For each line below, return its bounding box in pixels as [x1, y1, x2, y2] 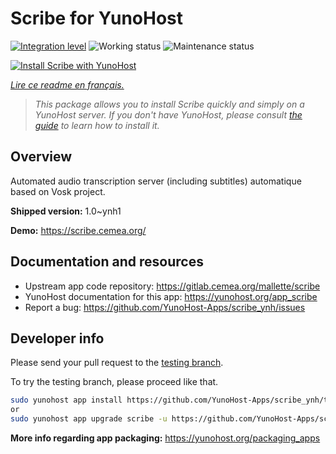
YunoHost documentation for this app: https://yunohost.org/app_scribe [24, 290, 318, 302]
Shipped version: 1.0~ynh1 [10, 205, 122, 217]
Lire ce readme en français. [10, 78, 125, 91]
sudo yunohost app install [10, 395, 123, 406]
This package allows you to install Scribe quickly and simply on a [34, 98, 305, 110]
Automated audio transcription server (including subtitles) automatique [10, 175, 302, 187]
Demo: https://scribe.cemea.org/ [10, 224, 147, 236]
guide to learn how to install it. [34, 119, 160, 131]
